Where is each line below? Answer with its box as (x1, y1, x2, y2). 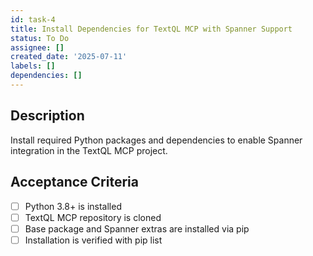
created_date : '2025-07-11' (10, 52, 128, 62)
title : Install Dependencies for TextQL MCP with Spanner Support (10, 24, 293, 34)
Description (10, 107, 85, 125)
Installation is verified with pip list (24, 234, 163, 246)
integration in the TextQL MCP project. (10, 144, 168, 156)
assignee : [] (10, 42, 65, 53)
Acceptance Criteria (10, 174, 139, 191)
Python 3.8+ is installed (24, 200, 122, 212)
